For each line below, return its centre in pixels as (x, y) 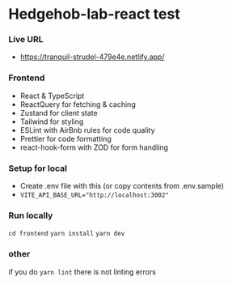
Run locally (31, 215)
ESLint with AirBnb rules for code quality (87, 130)
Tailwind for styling (52, 121)
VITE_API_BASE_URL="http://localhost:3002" (95, 195)
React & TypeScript (52, 96)
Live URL (26, 40)
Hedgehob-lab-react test (94, 14)
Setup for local (38, 168)
